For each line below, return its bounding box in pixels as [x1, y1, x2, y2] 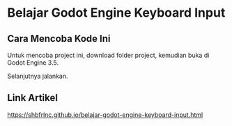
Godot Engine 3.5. [7, 58, 59, 67]
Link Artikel [7, 92, 58, 104]
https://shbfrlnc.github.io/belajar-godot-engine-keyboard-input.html [7, 110, 203, 119]
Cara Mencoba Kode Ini [7, 33, 111, 45]
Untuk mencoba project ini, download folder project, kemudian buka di [7, 51, 210, 59]
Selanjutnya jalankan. [7, 72, 68, 80]
